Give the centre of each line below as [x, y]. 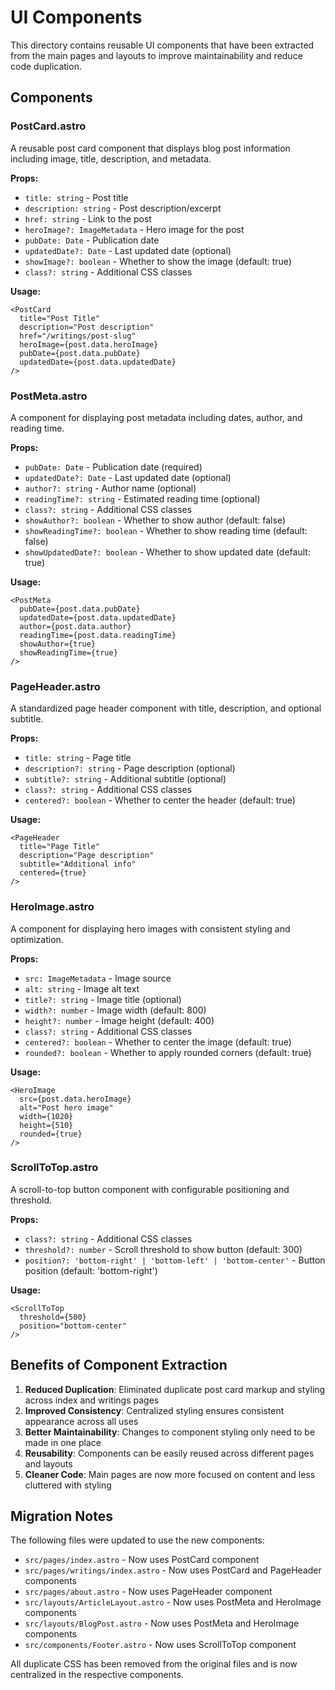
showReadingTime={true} [68, 652]
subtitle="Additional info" [78, 864]
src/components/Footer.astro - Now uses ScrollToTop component [160, 1645]
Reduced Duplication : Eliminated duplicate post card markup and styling [175, 1389]
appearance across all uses [81, 1421]
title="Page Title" [60, 847]
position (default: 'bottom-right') [91, 1270]
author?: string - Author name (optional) [110, 488]
